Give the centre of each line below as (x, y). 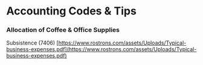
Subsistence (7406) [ (32, 43)
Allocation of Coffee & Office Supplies (63, 30)
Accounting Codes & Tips (72, 11)
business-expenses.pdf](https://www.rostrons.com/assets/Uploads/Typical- (101, 49)
